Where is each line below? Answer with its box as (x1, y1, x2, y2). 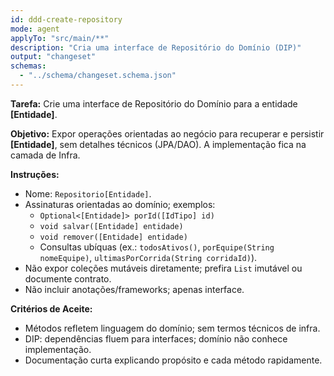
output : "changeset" (10, 52, 97, 62)
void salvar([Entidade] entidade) (39, 221, 184, 231)
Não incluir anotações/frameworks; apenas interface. (24, 283, 245, 295)
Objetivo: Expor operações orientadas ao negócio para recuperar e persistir (10, 127, 325, 140)
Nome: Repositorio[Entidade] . (24, 187, 152, 200)
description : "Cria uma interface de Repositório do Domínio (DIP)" (10, 42, 302, 53)
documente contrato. (24, 272, 112, 285)
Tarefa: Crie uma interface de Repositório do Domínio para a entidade (10, 97, 298, 110)
